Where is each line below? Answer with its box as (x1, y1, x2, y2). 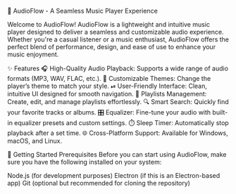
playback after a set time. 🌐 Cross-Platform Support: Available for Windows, (7, 129, 229, 137)
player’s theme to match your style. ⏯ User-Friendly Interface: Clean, (7, 82, 208, 90)
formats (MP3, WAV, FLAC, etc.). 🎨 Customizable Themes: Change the (7, 75, 211, 82)
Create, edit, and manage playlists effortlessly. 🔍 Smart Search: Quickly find (7, 98, 229, 105)
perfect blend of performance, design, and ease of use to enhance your (7, 43, 216, 51)
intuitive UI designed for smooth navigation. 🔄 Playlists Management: (7, 90, 207, 98)
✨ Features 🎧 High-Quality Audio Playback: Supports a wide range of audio (7, 64, 229, 72)
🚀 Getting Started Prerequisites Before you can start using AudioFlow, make (7, 150, 227, 158)
